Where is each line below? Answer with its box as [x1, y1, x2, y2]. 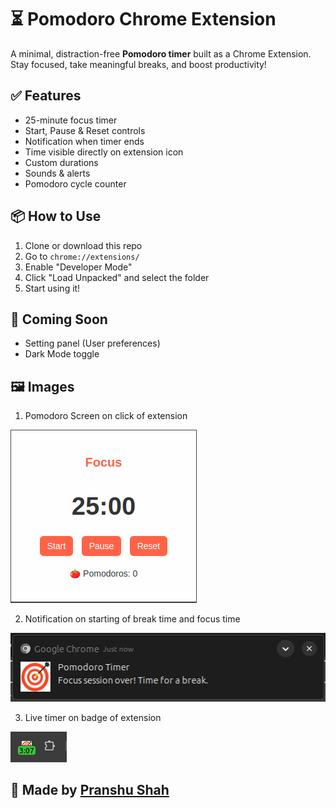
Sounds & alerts [24, 167, 91, 179]
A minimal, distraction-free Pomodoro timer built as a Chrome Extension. [10, 47, 312, 60]
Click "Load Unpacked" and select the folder [24, 271, 210, 283]
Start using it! [24, 282, 81, 294]
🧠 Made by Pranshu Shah [10, 782, 170, 799]
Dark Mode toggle [24, 348, 100, 360]
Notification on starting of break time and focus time [24, 613, 241, 625]
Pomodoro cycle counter [24, 177, 127, 190]
